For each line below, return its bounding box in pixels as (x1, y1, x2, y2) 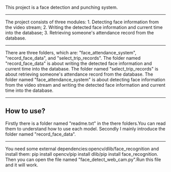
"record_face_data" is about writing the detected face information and (5, 60, 152, 66)
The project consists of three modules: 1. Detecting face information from (5, 19, 159, 25)
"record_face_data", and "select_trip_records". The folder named (5, 55, 141, 61)
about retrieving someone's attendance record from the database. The (5, 71, 154, 77)
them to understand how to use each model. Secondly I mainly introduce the (5, 125, 165, 131)
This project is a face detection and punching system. (5, 5, 118, 10)
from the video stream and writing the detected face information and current (5, 82, 165, 88)
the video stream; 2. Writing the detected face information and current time (5, 24, 163, 30)
